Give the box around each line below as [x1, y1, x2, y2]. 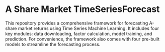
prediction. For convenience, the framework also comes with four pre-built [5, 36, 160, 42]
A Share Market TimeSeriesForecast [5, 3, 160, 15]
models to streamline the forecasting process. [5, 41, 101, 47]
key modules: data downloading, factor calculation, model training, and [5, 30, 152, 36]
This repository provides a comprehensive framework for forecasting [5, 20, 148, 26]
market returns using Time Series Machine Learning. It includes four [18, 25, 159, 31]
